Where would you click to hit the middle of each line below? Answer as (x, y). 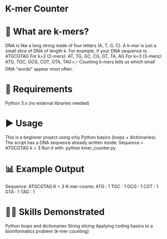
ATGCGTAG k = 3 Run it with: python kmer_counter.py (60, 148)
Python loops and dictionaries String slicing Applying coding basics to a (79, 225)
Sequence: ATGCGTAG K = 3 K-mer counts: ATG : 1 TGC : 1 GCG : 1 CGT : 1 (82, 186)
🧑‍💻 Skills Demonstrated (55, 212)
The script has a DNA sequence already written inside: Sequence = (74, 143)
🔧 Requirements (39, 89)
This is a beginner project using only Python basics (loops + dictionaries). (81, 137)
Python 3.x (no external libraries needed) (47, 103)
